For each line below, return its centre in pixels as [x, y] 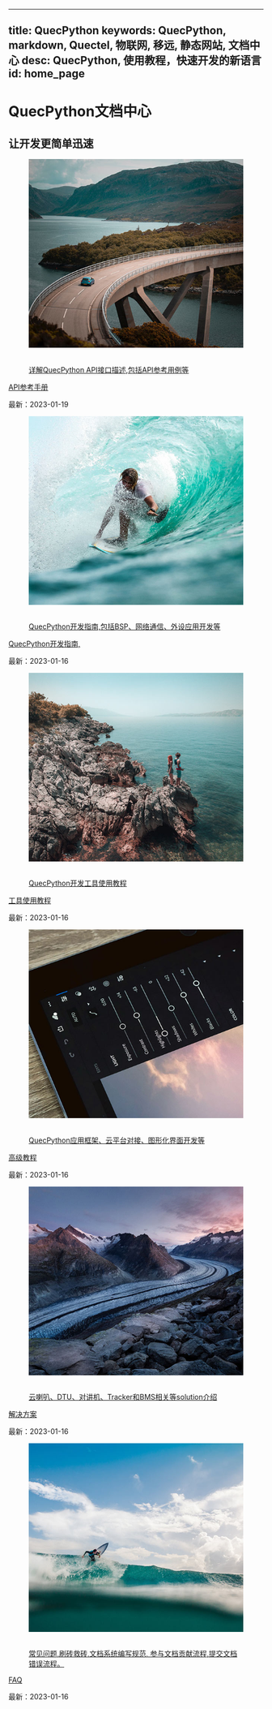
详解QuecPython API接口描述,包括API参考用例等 [109, 369]
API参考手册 [28, 387]
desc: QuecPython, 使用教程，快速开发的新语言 [141, 60]
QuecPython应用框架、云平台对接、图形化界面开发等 [117, 1140]
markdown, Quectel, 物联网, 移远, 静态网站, [117, 45]
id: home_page [47, 74]
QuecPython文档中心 [80, 111]
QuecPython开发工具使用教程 [78, 883]
